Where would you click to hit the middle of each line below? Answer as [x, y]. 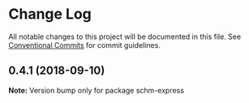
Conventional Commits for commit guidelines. [84, 45]
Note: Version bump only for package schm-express [97, 90]
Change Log [50, 14]
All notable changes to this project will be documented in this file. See [125, 36]
